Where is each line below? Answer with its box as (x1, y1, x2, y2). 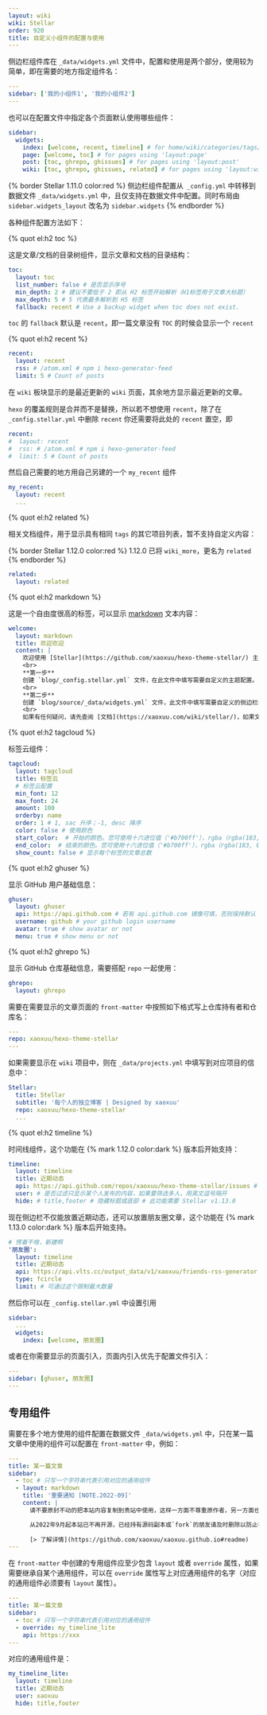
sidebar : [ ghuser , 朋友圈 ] (8, 1374, 94, 1383)
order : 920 (8, 26, 44, 34)
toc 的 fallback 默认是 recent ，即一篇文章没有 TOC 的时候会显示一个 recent (8, 318, 254, 328)
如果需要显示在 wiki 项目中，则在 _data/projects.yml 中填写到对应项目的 (8, 1058, 248, 1067)
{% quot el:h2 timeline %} (8, 1128, 93, 1137)
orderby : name (15, 812, 62, 820)
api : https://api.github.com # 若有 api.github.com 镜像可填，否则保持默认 (15, 910, 257, 918)
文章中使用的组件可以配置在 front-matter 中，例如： (8, 1438, 180, 1448)
